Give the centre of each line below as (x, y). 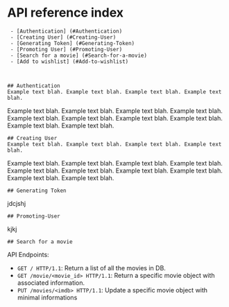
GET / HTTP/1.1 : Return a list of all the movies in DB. (92, 267)
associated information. (51, 283)
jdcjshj (17, 203)
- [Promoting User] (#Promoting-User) (66, 49)
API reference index (65, 13)
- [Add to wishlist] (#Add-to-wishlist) (69, 61)
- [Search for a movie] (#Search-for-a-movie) (79, 55)
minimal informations (47, 297)
